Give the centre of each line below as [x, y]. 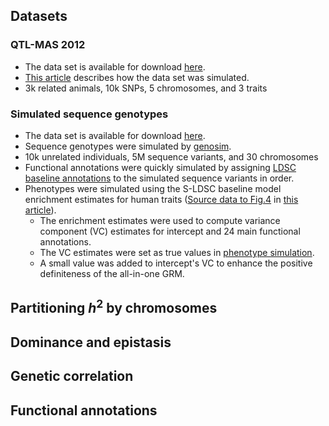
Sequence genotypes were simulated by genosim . [128, 146]
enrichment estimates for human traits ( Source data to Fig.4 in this [161, 199]
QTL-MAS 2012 [48, 45]
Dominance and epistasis [91, 342]
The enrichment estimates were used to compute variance [160, 220]
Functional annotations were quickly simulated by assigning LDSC [160, 167]
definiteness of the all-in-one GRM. [112, 273]
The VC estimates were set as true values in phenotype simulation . [177, 252]
